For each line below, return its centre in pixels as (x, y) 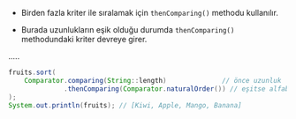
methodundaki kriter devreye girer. (84, 39)
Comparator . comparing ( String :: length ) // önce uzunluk (153, 80)
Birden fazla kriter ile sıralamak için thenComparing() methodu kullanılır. (150, 13)
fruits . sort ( (32, 72)
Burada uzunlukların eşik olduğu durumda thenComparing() (128, 30)
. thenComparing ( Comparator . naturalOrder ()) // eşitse (165, 89)
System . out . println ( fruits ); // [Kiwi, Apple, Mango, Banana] (125, 105)
